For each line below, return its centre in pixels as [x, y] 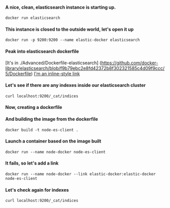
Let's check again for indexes [37, 190]
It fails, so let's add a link [32, 163]
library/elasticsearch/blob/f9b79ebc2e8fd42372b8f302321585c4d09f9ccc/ [85, 68]
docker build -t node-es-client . [42, 130]
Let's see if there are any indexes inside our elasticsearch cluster [76, 85]
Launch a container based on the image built [53, 141]
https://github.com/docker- [130, 63]
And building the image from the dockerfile [52, 119]
